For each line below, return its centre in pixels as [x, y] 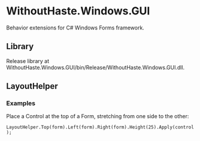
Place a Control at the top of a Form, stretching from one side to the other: [98, 116]
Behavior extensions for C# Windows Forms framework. [75, 28]
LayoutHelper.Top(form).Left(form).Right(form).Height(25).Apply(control [100, 127]
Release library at [28, 61]
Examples [21, 103]
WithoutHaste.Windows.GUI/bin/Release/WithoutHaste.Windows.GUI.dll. [96, 67]
